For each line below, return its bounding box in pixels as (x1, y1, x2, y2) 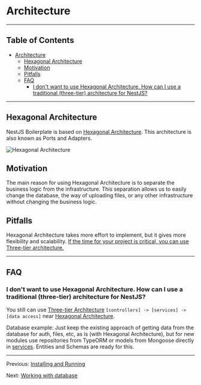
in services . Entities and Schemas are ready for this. (6, 343, 135, 350)
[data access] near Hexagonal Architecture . (6, 312, 115, 319)
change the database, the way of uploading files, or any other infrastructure (6, 192, 193, 199)
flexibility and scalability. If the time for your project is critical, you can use (6, 238, 190, 245)
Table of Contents (6, 35, 75, 45)
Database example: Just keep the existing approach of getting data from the (6, 324, 194, 331)
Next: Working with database (6, 372, 78, 379)
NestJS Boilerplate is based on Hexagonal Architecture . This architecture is (6, 128, 192, 135)
